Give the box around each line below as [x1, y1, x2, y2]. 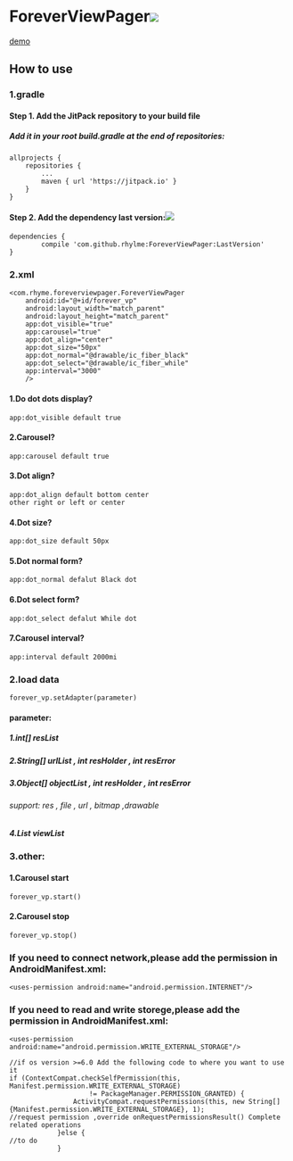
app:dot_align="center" [25, 336, 114, 344]
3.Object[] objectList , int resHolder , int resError [9, 777, 191, 788]
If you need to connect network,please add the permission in [9, 951, 278, 964]
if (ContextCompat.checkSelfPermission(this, [9, 1074, 181, 1083]
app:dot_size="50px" [25, 344, 102, 352]
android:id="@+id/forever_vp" [25, 296, 138, 305]
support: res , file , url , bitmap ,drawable [9, 800, 159, 811]
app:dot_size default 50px [9, 537, 110, 546]
